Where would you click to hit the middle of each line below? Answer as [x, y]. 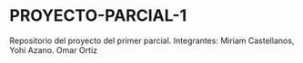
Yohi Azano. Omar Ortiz [54, 49]
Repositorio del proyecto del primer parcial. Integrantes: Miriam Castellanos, [152, 40]
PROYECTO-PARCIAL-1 [98, 16]
